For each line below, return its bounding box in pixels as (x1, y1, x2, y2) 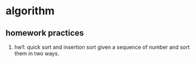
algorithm (5, 4, 55, 18)
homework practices (5, 28, 84, 38)
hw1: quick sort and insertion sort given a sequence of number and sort (14, 43, 190, 51)
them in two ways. (14, 50, 60, 57)
